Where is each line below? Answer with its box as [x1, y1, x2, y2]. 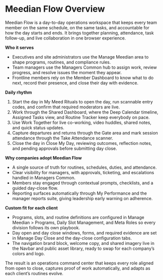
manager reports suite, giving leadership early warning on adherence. [12, 195, 153, 201]
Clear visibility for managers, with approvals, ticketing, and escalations [12, 169, 155, 175]
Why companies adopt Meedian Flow [5, 155, 82, 160]
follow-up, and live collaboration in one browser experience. [5, 35, 126, 41]
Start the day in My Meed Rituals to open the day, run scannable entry [12, 99, 153, 104]
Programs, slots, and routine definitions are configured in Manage [12, 214, 144, 220]
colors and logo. [12, 250, 45, 257]
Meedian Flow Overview [5, 3, 105, 15]
